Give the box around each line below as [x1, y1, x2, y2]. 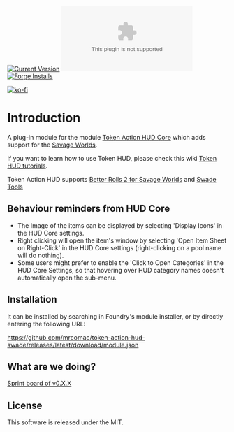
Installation [7, 294, 57, 305]
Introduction [7, 110, 81, 126]
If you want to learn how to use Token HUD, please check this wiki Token [7, 154, 217, 162]
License [7, 399, 43, 411]
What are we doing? [7, 361, 96, 373]
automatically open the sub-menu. [17, 273, 117, 282]
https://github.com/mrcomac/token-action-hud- [7, 333, 145, 341]
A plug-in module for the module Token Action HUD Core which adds [7, 133, 206, 141]
